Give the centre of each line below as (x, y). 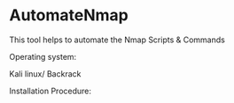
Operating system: (43, 56)
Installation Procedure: (50, 91)
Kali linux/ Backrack (45, 74)
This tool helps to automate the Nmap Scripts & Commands (117, 40)
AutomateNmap (69, 15)
